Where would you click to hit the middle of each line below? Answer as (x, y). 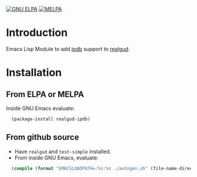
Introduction (37, 33)
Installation (34, 73)
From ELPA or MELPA (45, 94)
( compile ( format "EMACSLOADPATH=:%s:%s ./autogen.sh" (80, 168)
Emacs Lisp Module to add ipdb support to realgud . (68, 49)
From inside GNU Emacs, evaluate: (56, 158)
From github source (43, 137)
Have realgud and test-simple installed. (63, 151)
